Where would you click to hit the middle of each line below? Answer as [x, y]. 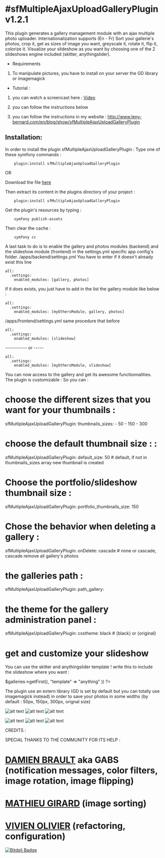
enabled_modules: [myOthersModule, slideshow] [63, 365]
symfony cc [25, 237]
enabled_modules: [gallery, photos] [52, 279]
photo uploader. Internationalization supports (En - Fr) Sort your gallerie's [80, 38]
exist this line [18, 262]
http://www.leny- [125, 116]
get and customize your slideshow [77, 653]
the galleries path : [44, 576]
